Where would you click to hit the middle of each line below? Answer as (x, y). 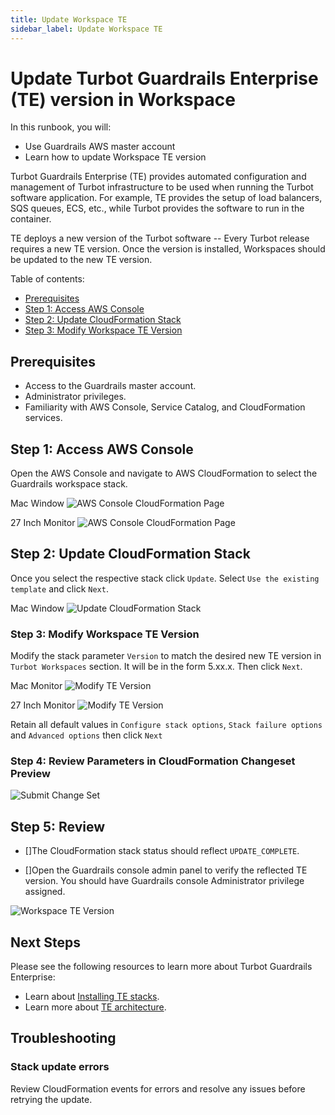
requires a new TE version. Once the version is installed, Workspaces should (168, 249)
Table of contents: (47, 279)
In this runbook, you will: (61, 127)
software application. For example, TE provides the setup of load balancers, (166, 198)
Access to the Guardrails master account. (110, 386)
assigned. (45, 892)
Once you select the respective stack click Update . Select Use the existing (165, 578)
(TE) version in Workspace (123, 99)
